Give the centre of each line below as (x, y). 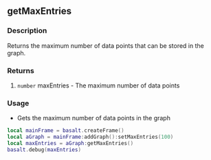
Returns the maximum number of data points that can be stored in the (105, 45)
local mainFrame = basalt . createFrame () (66, 131)
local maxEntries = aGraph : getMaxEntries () (70, 144)
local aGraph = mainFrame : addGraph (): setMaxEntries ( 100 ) (90, 137)
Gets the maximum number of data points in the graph (93, 118)
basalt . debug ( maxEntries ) (44, 150)
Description (27, 31)
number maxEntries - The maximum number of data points (98, 85)
